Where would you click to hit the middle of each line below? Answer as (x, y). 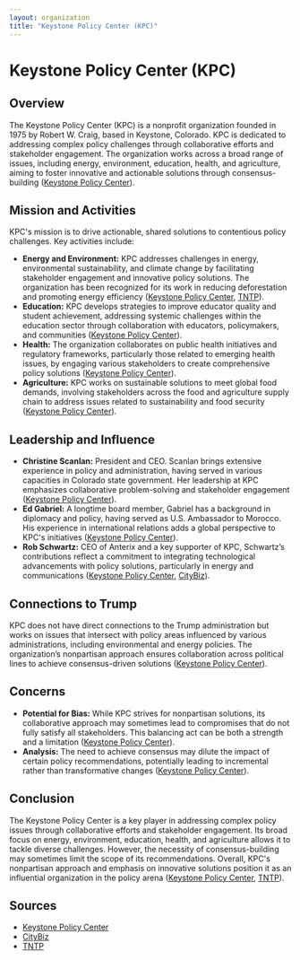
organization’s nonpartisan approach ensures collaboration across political (146, 654)
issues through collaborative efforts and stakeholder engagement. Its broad (149, 830)
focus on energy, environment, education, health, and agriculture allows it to (150, 839)
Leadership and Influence (82, 439)
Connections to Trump (73, 603)
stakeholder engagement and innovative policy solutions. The (136, 278)
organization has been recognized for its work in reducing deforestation (154, 287)
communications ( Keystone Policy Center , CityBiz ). (116, 576)
